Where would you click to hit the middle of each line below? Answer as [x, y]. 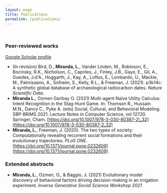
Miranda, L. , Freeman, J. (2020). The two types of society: [73, 130]
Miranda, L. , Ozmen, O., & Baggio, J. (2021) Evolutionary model [78, 175]
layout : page [19, 10]
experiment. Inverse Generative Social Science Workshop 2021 [77, 185]
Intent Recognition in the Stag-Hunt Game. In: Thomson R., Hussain [82, 103]
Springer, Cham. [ [30, 119]
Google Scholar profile [28, 57]
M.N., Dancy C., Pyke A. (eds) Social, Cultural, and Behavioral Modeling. [86, 109]
